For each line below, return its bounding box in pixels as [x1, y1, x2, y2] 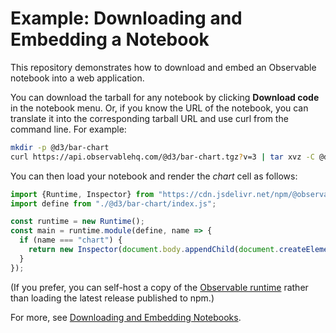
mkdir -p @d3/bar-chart [10, 142, 110, 152]
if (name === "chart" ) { [19, 235, 123, 246]
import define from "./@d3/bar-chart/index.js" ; [10, 198, 217, 209]
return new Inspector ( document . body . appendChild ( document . [28, 245, 280, 255]
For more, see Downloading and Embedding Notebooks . [10, 311, 242, 323]
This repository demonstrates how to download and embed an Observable [10, 61, 317, 73]
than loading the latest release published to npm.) [10, 292, 215, 304]
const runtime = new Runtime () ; [10, 217, 145, 227]
